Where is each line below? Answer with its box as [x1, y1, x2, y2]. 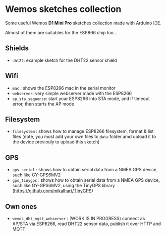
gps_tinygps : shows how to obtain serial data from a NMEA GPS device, [12, 177, 160, 183]
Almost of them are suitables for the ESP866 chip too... [5, 29, 117, 35]
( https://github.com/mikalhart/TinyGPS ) [12, 188, 93, 194]
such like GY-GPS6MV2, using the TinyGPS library [12, 183, 115, 189]
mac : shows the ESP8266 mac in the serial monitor [12, 85, 116, 91]
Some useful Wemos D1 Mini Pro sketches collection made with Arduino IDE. [5, 20, 162, 26]
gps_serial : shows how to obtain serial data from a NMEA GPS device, [12, 167, 158, 173]
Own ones [5, 202, 37, 211]
